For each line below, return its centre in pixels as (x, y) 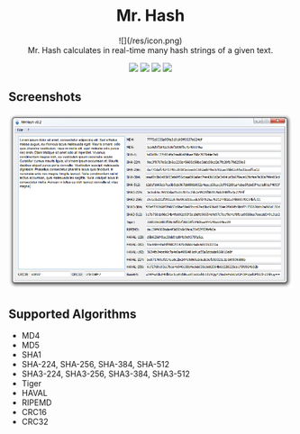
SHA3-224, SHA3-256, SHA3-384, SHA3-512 (106, 374)
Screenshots (45, 97)
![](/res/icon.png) (150, 41)
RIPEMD (36, 402)
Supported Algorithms (73, 314)
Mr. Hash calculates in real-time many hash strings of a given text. (150, 50)
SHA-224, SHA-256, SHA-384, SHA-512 (95, 365)
